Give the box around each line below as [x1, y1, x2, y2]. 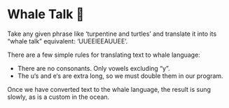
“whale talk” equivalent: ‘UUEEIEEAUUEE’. [7, 36, 128, 45]
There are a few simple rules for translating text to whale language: [7, 50, 201, 59]
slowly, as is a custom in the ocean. [7, 93, 110, 101]
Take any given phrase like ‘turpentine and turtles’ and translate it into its [7, 29, 217, 38]
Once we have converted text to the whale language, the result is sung [7, 85, 211, 93]
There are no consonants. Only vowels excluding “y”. [17, 64, 170, 72]
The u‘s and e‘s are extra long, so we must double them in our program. [17, 72, 223, 80]
